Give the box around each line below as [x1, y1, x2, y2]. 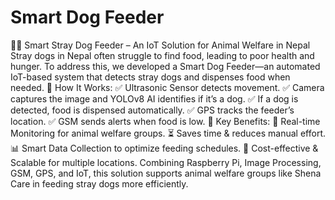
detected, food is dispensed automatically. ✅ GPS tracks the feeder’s [10, 104, 295, 116]
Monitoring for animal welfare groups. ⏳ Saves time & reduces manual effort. [10, 127, 327, 139]
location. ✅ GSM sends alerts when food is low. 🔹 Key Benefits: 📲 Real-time [10, 115, 321, 127]
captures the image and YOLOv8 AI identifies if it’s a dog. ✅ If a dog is [10, 92, 299, 105]
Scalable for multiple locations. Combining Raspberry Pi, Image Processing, [10, 156, 322, 168]
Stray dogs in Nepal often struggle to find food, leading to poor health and [10, 49, 315, 61]
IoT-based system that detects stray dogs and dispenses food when [10, 71, 291, 83]
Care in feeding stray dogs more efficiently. [10, 177, 189, 190]
